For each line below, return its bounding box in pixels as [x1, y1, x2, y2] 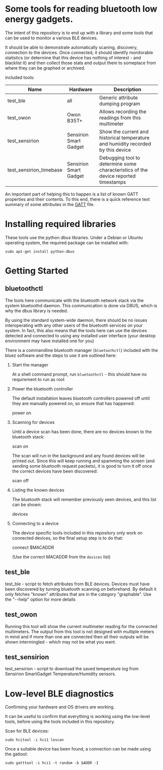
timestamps [99, 178, 126, 185]
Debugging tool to [99, 154, 141, 161]
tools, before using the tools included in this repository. [5, 718, 115, 725]
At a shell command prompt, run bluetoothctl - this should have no [12, 371, 147, 377]
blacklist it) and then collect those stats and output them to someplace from [5, 60, 156, 66]
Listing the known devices [12, 487, 65, 493]
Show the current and [99, 128, 149, 135]
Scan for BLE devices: [5, 728, 49, 734]
